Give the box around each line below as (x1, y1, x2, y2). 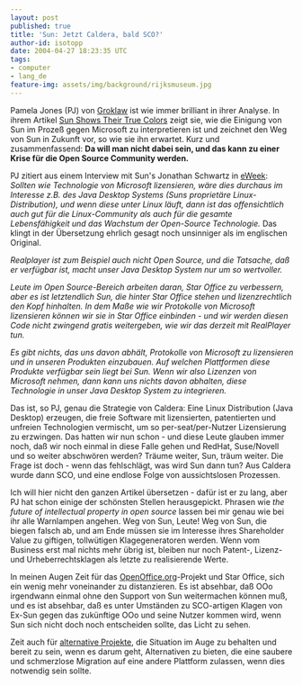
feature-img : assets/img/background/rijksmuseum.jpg (10, 80, 212, 89)
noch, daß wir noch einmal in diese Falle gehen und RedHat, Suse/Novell (10, 440, 280, 451)
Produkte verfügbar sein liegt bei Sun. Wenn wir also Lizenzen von (10, 365, 257, 376)
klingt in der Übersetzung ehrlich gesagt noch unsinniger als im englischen (10, 227, 288, 239)
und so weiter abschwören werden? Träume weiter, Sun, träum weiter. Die (10, 450, 284, 461)
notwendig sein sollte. (10, 665, 93, 676)
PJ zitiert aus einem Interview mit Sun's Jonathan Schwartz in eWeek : (10, 170, 269, 181)
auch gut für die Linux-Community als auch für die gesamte (10, 208, 233, 219)
